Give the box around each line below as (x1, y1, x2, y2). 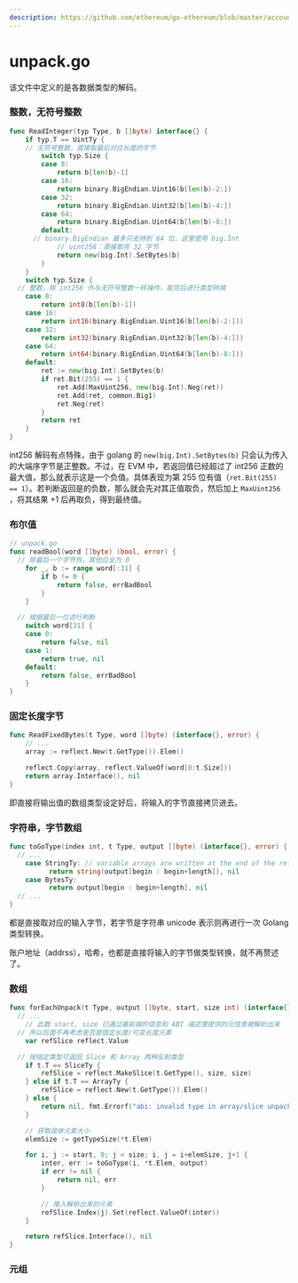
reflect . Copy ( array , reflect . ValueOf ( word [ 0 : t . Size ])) (25, 763, 232, 773)
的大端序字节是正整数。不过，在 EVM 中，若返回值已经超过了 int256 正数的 (9, 461, 284, 472)
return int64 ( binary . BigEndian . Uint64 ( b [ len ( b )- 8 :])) (41, 350, 244, 359)
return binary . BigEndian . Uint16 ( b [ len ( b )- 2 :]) (56, 184, 232, 194)
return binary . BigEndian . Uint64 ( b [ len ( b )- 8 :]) (56, 218, 232, 227)
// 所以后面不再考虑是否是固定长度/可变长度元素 (17, 1028, 172, 1037)
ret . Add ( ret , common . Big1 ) (56, 391, 157, 400)
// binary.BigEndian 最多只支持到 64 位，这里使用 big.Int (32, 235, 239, 243)
